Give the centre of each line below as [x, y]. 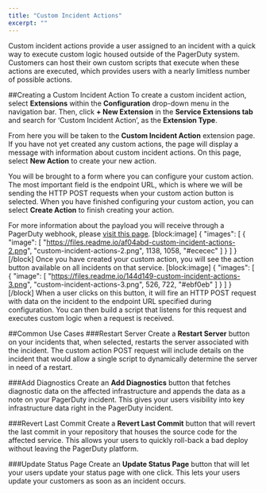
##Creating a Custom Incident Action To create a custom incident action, [127, 94]
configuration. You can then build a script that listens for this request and [127, 310]
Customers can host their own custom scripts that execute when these [124, 62]
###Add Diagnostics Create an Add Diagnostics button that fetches [120, 383]
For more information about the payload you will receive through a [116, 225]
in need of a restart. [40, 367]
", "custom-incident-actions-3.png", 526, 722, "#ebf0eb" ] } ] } [129, 284]
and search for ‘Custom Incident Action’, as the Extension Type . [113, 120]
